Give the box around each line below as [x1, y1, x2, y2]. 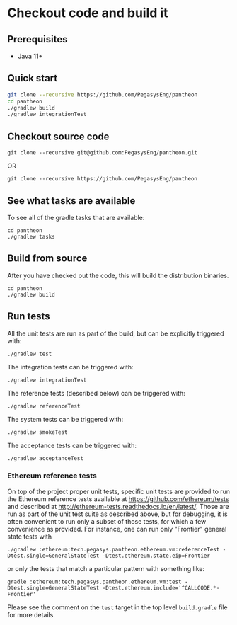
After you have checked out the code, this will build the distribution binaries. [7, 271, 229, 280]
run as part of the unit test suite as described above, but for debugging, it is [7, 510, 228, 518]
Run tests [7, 310, 50, 323]
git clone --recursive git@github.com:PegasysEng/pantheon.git [7, 149, 198, 156]
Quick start [7, 72, 58, 84]
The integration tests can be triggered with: [7, 362, 134, 371]
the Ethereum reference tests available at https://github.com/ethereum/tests [7, 494, 229, 503]
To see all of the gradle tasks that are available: [7, 213, 145, 222]
